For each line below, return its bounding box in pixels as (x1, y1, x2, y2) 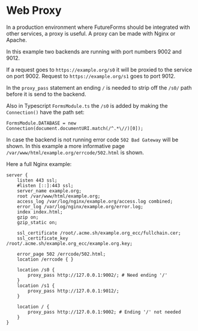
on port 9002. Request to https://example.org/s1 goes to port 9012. (6, 72, 176, 79)
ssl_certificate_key (17, 235, 68, 241)
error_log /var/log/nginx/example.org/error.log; (17, 203, 144, 209)
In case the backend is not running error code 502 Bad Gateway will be (6, 136, 179, 143)
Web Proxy (6, 4, 62, 17)
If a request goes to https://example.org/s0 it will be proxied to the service (6, 66, 193, 73)
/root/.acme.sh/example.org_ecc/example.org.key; (6, 240, 133, 247)
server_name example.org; (17, 188, 82, 194)
